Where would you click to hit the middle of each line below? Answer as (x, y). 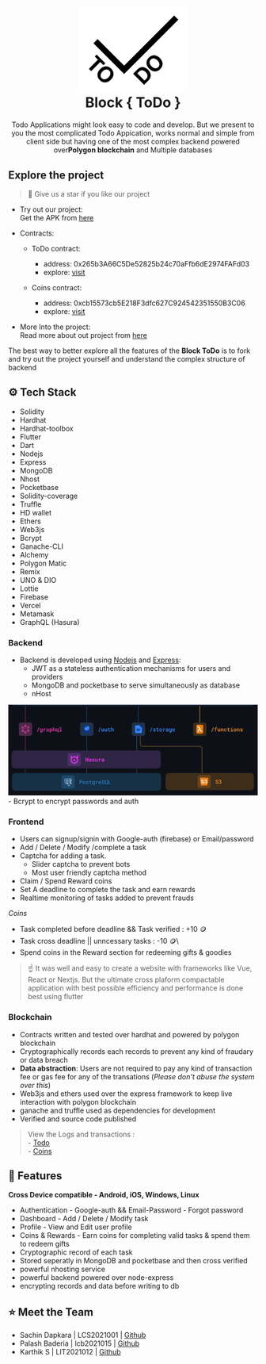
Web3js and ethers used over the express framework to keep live (126, 1094)
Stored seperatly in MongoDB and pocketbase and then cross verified (133, 1261)
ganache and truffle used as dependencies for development (118, 1110)
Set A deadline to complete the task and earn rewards (107, 890)
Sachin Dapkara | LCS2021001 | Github (83, 1335)
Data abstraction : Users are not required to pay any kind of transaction (136, 1068)
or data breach (44, 1059)
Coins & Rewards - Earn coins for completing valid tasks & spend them (135, 1236)
